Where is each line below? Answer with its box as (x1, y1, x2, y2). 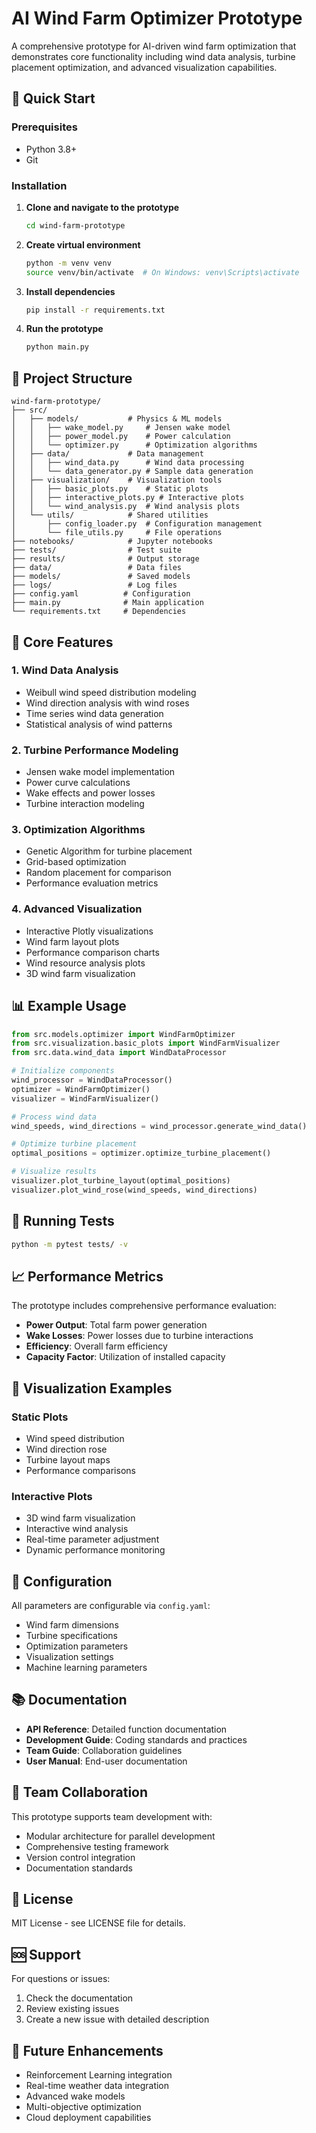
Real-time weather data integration (25, 2080, 170, 2092)
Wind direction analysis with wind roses (25, 697, 190, 709)
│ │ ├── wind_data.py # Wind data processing (11, 458, 245, 468)
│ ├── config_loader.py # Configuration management (11, 519, 263, 529)
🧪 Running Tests (11, 1213, 115, 1230)
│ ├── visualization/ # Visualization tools (11, 475, 223, 486)
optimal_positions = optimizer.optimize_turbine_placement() (11, 1148, 272, 1159)
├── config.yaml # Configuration (11, 589, 191, 599)
